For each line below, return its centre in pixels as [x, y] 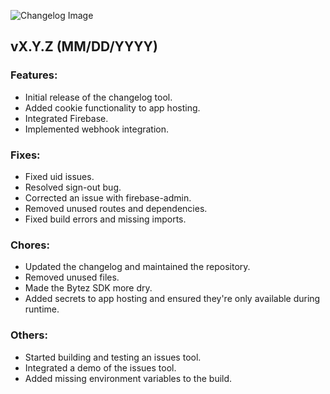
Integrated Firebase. [66, 118]
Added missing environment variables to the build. [128, 378]
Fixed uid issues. [59, 176]
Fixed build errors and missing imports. [105, 219]
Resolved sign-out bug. [73, 187]
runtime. [42, 309]
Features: [34, 75]
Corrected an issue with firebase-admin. [108, 197]
